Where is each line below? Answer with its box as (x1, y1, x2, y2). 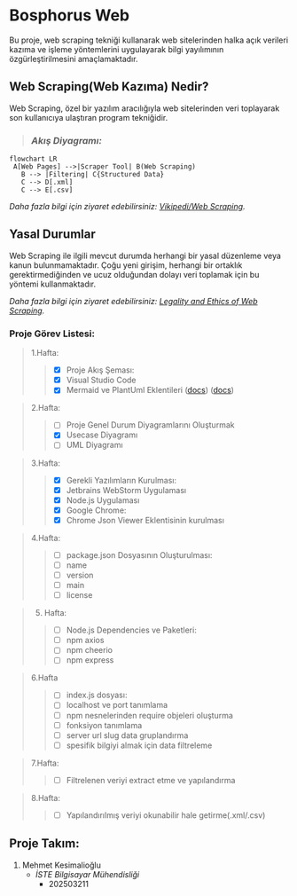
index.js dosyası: (66, 689, 128, 701)
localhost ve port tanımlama (66, 700, 168, 711)
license (66, 590, 93, 601)
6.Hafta (30, 672, 59, 683)
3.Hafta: (30, 458, 60, 468)
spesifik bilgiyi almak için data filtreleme (66, 740, 213, 751)
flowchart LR (9, 154, 58, 164)
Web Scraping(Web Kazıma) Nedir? (9, 79, 209, 94)
